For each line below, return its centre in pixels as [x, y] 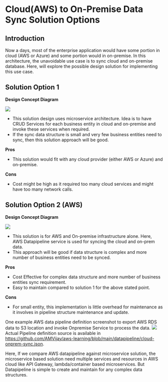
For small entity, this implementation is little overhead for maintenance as [87, 307]
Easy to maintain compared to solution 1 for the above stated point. [81, 287]
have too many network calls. [43, 189]
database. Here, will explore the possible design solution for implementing [81, 66]
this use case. [19, 72]
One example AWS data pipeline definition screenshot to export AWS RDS [81, 322]
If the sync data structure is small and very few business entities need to [87, 134]
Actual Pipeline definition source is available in [53, 333]
